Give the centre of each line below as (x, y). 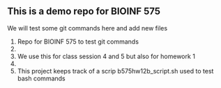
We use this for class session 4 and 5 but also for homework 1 (106, 56)
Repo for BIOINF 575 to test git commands (78, 42)
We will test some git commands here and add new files (87, 28)
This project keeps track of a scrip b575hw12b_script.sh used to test (115, 71)
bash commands (41, 78)
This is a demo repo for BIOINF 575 (84, 11)
